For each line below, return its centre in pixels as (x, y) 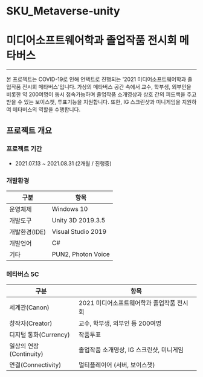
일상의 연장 (24, 346)
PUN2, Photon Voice (81, 254)
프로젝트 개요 (29, 130)
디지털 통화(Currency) (40, 335)
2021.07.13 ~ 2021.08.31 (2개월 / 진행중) (63, 163)
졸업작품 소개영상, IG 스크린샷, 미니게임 (131, 350)
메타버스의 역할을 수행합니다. (47, 109)
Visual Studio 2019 (79, 232)
